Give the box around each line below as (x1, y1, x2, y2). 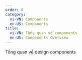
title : (5, 26, 19, 31)
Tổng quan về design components (5, 48, 76, 55)
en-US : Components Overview (10, 35, 69, 40)
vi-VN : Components (10, 16, 49, 21)
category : (5, 12, 26, 17)
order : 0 (5, 7, 24, 12)
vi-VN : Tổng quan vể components (10, 30, 78, 35)
